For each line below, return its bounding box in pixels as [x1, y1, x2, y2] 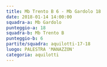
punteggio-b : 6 [6, 36, 44, 41]
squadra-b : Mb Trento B [6, 30, 65, 36]
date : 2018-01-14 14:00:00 [6, 14, 72, 20]
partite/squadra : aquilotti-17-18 [6, 41, 91, 47]
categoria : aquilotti [6, 52, 59, 58]
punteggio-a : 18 [6, 24, 46, 31]
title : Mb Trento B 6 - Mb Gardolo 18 [6, 8, 101, 15]
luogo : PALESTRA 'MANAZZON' [6, 47, 75, 52]
